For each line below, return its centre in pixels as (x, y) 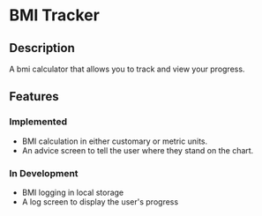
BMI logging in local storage (73, 192)
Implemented (38, 122)
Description (42, 48)
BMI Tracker (54, 15)
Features (34, 97)
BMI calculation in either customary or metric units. (115, 141)
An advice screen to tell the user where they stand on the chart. (138, 150)
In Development (44, 173)
